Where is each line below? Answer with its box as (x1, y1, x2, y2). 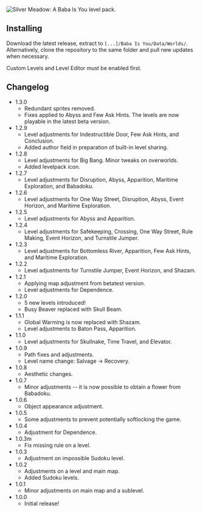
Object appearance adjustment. (24, 402, 103, 410)
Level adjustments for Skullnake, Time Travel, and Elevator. (24, 338, 172, 345)
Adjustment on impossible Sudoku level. (24, 454, 125, 461)
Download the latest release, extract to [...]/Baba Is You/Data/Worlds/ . (6, 40, 188, 47)
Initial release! (24, 500, 60, 507)
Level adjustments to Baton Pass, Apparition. (24, 325, 137, 332)
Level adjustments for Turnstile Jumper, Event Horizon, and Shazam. (24, 266, 197, 274)
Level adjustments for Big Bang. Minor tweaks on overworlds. (24, 156, 178, 164)
